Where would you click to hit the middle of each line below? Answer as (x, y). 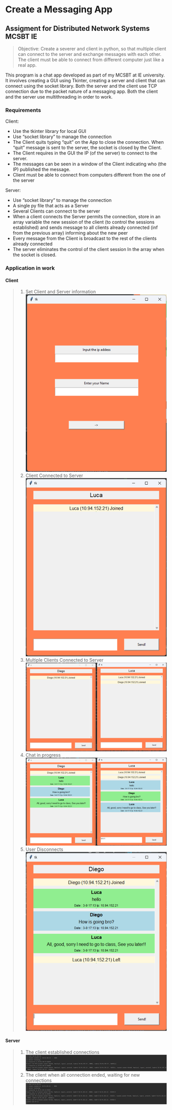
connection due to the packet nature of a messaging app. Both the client (82, 91)
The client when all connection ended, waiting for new (83, 1075)
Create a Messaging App (59, 9)
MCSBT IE (21, 36)
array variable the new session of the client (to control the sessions (83, 222)
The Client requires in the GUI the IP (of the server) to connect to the (85, 153)
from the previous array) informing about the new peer (70, 233)
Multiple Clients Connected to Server (64, 660)
